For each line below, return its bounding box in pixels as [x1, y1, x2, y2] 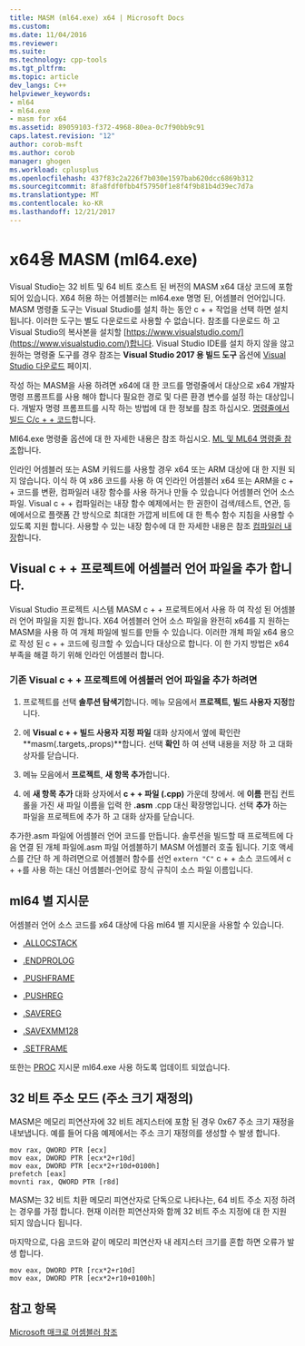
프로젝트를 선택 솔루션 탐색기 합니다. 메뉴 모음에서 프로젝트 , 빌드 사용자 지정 [22, 696, 289, 707]
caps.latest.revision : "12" [9, 132, 116, 141]
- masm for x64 [9, 114, 67, 123]
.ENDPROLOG [22, 955, 75, 966]
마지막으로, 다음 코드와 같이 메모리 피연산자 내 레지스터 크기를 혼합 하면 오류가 [9, 1236, 286, 1248]
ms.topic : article [9, 73, 79, 82]
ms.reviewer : [9, 38, 59, 48]
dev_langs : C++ [9, 81, 67, 90]
